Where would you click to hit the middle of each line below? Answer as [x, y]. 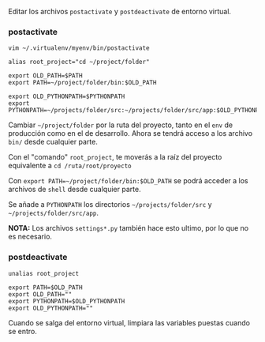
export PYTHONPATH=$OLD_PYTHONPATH [67, 301]
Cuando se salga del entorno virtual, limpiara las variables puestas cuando [129, 322]
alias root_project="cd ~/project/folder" [79, 62]
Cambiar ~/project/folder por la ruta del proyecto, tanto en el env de [121, 125]
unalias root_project [44, 273]
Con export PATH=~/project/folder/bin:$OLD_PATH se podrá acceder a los [128, 181]
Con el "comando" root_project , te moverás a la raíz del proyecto [115, 157]
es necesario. [30, 237]
